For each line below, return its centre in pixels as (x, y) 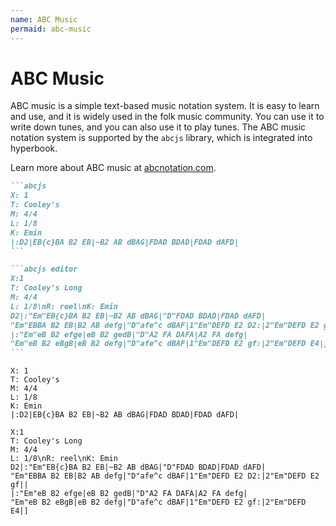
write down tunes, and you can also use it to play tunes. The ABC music (158, 127)
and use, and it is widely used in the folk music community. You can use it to (167, 117)
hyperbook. (34, 148)
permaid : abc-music (51, 29)
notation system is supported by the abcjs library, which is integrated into (161, 138)
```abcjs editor (44, 269)
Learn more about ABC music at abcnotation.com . (113, 168)
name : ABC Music (44, 19)
